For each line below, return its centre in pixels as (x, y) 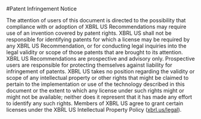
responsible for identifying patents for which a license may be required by (98, 39)
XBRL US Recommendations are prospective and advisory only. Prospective (101, 59)
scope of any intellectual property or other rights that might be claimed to (97, 78)
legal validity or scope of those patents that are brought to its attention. (94, 52)
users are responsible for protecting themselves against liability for (89, 65)
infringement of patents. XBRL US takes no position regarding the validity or (101, 71)
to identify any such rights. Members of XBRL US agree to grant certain (95, 103)
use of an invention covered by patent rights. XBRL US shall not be (89, 33)
